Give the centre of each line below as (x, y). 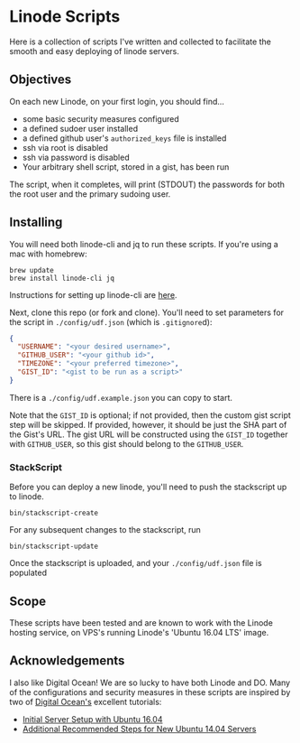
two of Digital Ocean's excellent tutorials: (86, 701)
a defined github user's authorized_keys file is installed (124, 138)
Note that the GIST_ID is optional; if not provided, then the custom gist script (150, 415)
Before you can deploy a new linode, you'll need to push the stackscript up (148, 487)
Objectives (41, 80)
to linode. (27, 497)
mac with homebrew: (48, 254)
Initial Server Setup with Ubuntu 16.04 (92, 719)
